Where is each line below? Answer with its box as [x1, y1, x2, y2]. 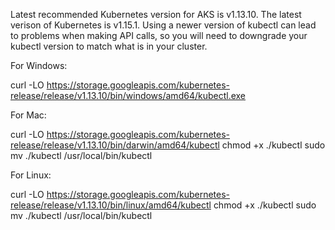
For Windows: [10, 60, 68, 71]
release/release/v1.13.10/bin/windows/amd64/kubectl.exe [10, 90, 247, 101]
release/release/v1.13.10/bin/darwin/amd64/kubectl [10, 139, 220, 151]
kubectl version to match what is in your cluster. [10, 40, 208, 52]
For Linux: [10, 169, 52, 181]
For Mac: [10, 109, 47, 121]
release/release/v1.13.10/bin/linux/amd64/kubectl [10, 199, 212, 211]
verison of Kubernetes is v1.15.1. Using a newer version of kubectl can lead [10, 19, 317, 31]
